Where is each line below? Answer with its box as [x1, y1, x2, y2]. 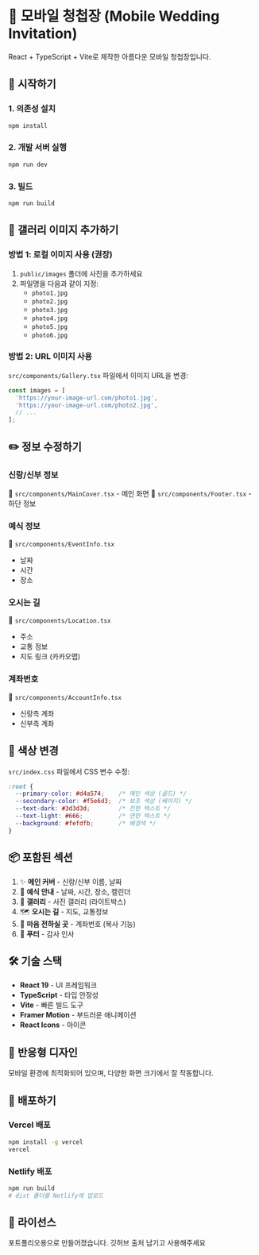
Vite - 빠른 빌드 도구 [19, 1000, 83, 1010]
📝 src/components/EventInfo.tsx [8, 539, 115, 549]
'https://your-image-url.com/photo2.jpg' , [15, 401, 158, 409]
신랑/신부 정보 [8, 469, 59, 481]
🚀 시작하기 [8, 77, 57, 91]
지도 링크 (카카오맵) [19, 652, 81, 662]
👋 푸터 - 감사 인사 [19, 929, 75, 938]
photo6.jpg [31, 331, 68, 339]
